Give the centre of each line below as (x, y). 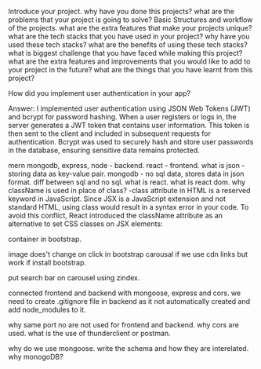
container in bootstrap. (45, 239)
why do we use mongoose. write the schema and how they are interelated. (129, 348)
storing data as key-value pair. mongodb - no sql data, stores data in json (126, 174)
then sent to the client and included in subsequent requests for (110, 133)
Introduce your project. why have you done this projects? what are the (121, 11)
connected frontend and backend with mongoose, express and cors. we (125, 293)
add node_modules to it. (47, 310)
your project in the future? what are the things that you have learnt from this (130, 69)
